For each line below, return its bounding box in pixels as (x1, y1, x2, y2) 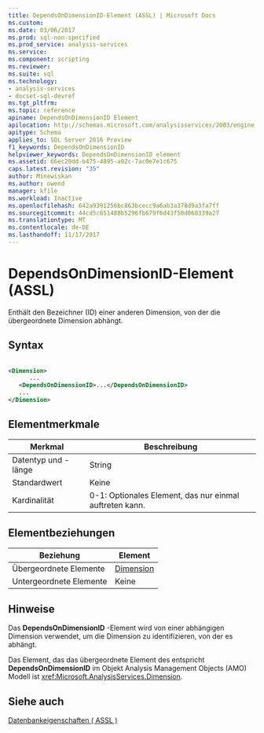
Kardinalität (12, 495, 54, 506)
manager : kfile (8, 186, 58, 195)
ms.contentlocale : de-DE (8, 223, 90, 232)
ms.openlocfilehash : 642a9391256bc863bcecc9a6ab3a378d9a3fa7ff (8, 201, 220, 209)
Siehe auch (8, 694, 64, 708)
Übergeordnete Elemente (12, 563, 105, 574)
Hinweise (8, 602, 55, 616)
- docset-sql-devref (8, 92, 76, 100)
